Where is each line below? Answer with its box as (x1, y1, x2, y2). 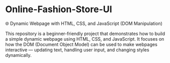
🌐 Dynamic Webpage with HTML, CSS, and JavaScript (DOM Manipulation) (5, 20, 163, 26)
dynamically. (5, 52, 32, 58)
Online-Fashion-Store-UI (5, 4, 113, 15)
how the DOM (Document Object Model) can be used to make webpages (5, 41, 158, 47)
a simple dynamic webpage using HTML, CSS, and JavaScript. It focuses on (5, 36, 164, 42)
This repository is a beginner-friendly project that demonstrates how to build (5, 30, 165, 37)
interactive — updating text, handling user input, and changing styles (5, 47, 150, 53)
